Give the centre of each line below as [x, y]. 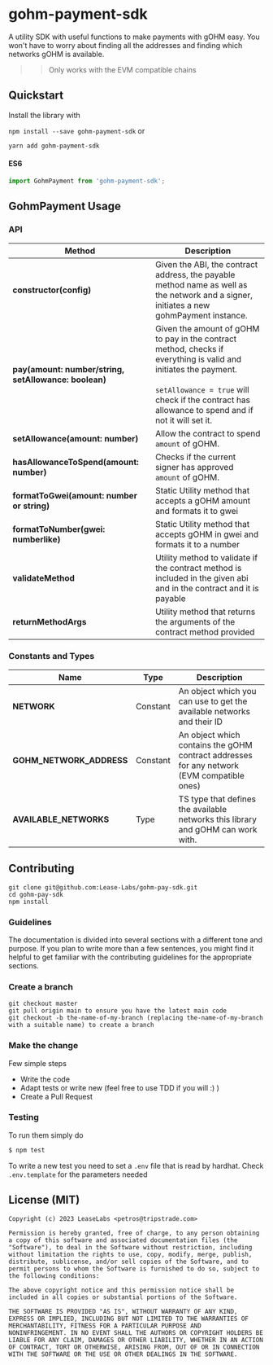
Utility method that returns [206, 612]
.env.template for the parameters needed [78, 1174]
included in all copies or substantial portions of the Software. [123, 1297]
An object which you [217, 691]
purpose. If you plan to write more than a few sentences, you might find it [131, 948]
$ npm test [27, 1150]
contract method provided [205, 632]
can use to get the [213, 701]
